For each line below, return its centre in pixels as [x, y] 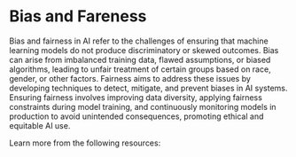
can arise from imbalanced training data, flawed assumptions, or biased [140, 59]
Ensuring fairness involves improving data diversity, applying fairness [136, 97]
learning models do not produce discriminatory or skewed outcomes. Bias [144, 50]
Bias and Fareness [78, 16]
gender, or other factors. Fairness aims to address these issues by [130, 78]
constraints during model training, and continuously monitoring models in [143, 106]
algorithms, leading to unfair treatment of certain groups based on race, [140, 69]
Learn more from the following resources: [85, 143]
